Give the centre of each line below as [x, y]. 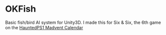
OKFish [21, 9]
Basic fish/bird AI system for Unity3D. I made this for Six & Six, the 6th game [83, 22]
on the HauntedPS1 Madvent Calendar [44, 27]
